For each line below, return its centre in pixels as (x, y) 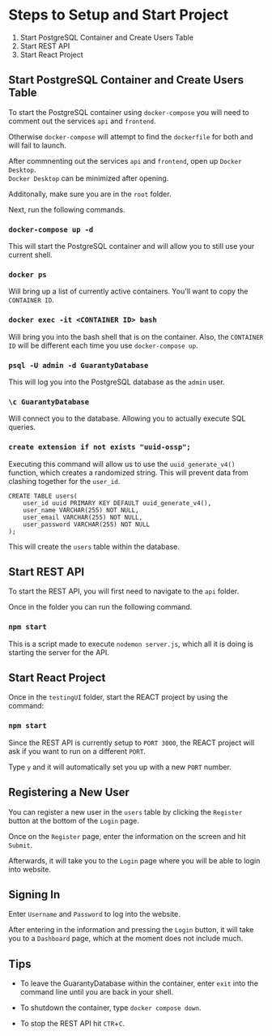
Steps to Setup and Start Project (119, 15)
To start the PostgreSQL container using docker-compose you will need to (129, 112)
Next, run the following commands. (67, 209)
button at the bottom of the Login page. (74, 820)
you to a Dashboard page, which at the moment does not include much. (126, 939)
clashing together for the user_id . (64, 481)
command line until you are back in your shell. (97, 992)
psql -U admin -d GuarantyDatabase (79, 365)
